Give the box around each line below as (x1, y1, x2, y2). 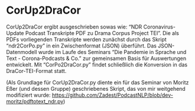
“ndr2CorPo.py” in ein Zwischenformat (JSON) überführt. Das (6, 42, 157, 49)
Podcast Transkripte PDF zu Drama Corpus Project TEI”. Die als (25, 29, 179, 36)
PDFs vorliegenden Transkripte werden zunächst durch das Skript (6, 36, 167, 43)
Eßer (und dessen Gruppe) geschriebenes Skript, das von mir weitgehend (6, 85, 186, 92)
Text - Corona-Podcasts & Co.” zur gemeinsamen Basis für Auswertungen (6, 55, 187, 62)
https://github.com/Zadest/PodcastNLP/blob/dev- (51, 91, 173, 99)
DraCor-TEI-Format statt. (6, 67, 67, 74)
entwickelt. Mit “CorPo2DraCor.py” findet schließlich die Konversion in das (6, 61, 188, 68)
